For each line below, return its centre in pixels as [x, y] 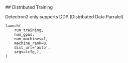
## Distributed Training [29, 7]
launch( [13, 26]
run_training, [29, 30]
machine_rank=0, [31, 43]
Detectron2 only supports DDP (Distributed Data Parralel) [65, 17]
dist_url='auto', [32, 48]
